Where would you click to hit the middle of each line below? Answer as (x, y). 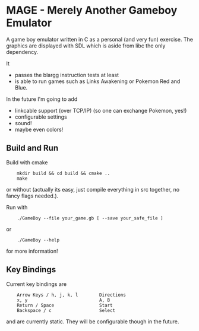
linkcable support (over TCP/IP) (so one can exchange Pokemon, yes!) (101, 110)
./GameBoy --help (38, 240)
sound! (23, 123)
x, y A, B (64, 300)
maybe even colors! (39, 129)
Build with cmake (27, 162)
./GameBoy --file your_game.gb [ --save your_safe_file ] (90, 218)
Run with (17, 207)
